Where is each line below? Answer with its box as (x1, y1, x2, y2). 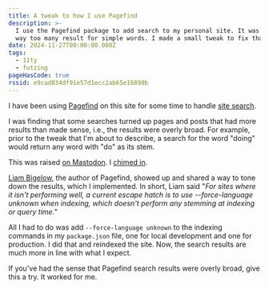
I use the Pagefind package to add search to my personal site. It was (15, 26, 260, 34)
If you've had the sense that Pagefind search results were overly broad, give (8, 263, 260, 273)
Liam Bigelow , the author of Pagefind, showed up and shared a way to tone (8, 173, 256, 183)
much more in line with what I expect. (8, 247, 132, 257)
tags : (8, 49, 26, 57)
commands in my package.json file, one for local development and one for (8, 231, 252, 240)
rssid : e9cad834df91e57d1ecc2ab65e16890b (8, 78, 149, 86)
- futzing (15, 64, 48, 72)
